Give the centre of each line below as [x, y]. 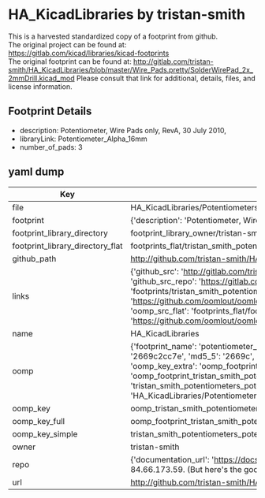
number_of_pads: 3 [51, 147]
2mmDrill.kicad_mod [41, 78]
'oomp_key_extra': [164, 366]
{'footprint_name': [163, 346]
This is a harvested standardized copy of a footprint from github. [113, 36]
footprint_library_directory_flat [67, 246]
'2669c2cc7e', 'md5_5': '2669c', [192, 356]
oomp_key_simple [45, 433]
